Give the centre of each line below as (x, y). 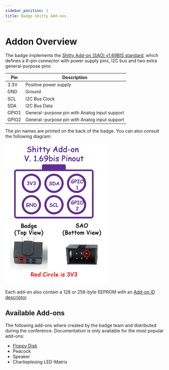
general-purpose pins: (29, 66)
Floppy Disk (25, 346)
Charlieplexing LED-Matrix (40, 362)
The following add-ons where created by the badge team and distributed (81, 325)
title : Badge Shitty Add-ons (36, 16)
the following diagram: (29, 136)
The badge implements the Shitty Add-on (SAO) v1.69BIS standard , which (82, 55)
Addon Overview (41, 42)
